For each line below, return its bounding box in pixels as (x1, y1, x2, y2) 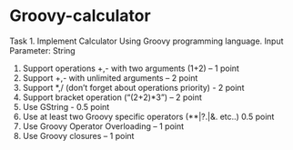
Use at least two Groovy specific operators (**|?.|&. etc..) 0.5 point (22, 111, 275, 122)
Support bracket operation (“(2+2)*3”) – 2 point (22, 92, 203, 103)
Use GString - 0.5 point (22, 101, 110, 112)
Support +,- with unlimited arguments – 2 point (22, 72, 198, 83)
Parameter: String (9, 45, 76, 55)
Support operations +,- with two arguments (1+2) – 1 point (22, 63, 239, 74)
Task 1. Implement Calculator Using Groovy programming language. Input (9, 35, 284, 46)
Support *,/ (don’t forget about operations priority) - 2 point (22, 82, 245, 93)
